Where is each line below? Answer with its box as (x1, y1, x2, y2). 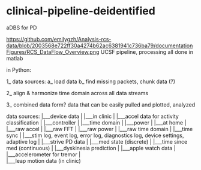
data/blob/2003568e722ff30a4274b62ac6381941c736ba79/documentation (6, 42, 193, 49)
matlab (6, 54, 23, 62)
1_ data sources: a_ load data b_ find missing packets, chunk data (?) (6, 78, 176, 85)
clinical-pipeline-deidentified (6, 4, 156, 18)
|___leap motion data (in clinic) (6, 157, 81, 164)
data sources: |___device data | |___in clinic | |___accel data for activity (6, 113, 179, 120)
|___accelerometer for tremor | (6, 151, 81, 158)
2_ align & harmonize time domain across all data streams (6, 89, 149, 96)
